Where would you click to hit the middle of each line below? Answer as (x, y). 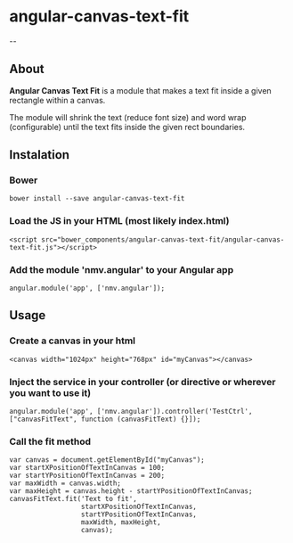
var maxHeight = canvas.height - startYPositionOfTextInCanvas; (131, 491)
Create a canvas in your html (73, 341)
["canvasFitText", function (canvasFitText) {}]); (105, 420)
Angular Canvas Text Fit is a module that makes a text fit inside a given (140, 90)
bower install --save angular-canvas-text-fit (97, 199)
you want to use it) (50, 392)
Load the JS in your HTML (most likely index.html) (119, 221)
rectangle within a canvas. (57, 100)
